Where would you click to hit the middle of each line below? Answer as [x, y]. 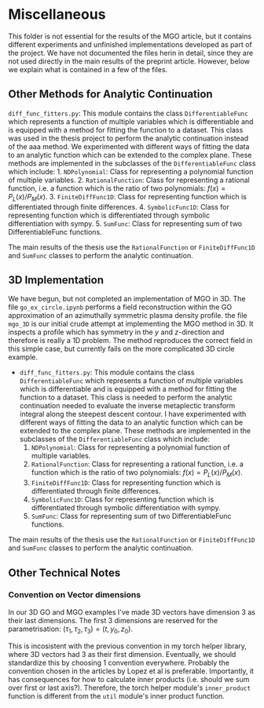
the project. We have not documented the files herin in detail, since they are [131, 53]
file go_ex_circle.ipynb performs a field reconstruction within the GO [120, 307]
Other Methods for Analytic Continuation [111, 95]
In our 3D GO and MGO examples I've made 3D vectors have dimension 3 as [132, 612]
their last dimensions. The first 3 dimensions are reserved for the [113, 620]
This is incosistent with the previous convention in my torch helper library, [128, 646]
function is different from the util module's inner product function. [117, 695]
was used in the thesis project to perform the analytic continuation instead [128, 138]
